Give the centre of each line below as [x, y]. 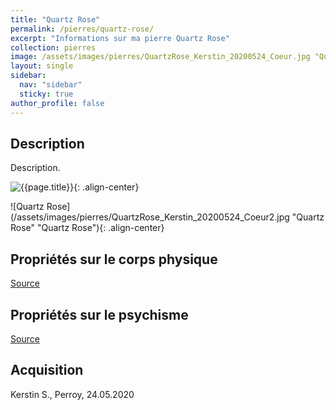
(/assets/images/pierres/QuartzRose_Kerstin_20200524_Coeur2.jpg [150, 217]
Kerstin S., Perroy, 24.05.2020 [72, 394]
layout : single [42, 66]
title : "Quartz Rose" [55, 19]
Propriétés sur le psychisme [99, 314]
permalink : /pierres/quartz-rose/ [82, 29]
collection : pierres [53, 47]
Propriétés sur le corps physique [114, 259]
